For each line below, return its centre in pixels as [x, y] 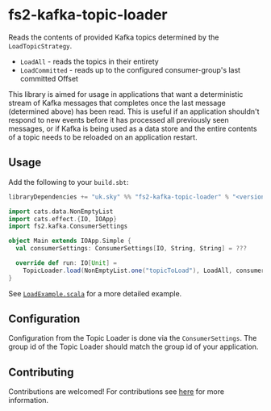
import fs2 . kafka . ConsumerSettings [68, 226]
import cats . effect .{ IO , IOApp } [63, 219]
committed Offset [49, 78]
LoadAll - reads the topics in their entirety [89, 61]
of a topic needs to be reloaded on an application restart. [103, 137]
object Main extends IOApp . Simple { [70, 241]
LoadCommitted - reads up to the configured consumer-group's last [130, 69]
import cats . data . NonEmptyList [61, 212]
